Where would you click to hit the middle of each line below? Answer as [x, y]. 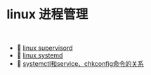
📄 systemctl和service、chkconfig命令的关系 [80, 63]
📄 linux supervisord [45, 48]
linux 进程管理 [47, 14]
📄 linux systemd [40, 55]
